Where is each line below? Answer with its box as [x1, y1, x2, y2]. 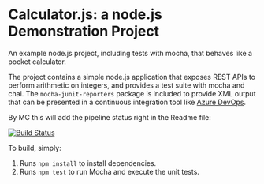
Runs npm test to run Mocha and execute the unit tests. [19, 167, 199, 176]
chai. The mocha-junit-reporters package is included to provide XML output [8, 88, 256, 98]
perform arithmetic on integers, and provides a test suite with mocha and [8, 81, 245, 90]
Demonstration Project [8, 22, 160, 40]
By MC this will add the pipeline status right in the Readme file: [8, 112, 211, 122]
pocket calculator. [8, 57, 67, 66]
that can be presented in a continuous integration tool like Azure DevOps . [8, 97, 247, 107]
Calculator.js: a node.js [8, 6, 163, 24]
